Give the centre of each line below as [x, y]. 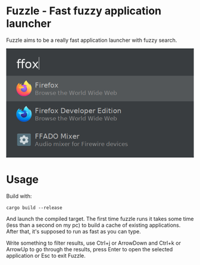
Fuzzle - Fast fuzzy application [84, 11]
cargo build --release [34, 208]
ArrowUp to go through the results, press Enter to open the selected [90, 250]
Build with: [19, 196]
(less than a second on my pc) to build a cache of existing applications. [93, 225]
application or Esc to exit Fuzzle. [46, 256]
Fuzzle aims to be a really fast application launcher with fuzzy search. [92, 40]
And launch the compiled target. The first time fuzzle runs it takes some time [100, 219]
